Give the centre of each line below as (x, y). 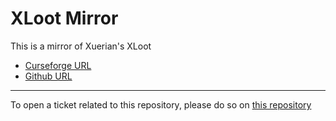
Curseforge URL (58, 65)
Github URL (48, 76)
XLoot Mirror (64, 18)
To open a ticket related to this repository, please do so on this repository (161, 104)
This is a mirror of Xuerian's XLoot (81, 46)
